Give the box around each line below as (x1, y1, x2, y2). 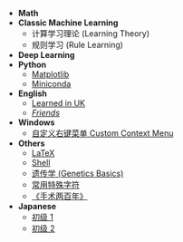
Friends (31, 108, 61, 118)
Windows (17, 117, 55, 128)
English (17, 88, 48, 99)
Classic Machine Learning (17, 17, 119, 28)
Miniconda (31, 79, 72, 89)
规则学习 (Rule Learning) (31, 40, 124, 50)
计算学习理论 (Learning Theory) (31, 28, 149, 39)
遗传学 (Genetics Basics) (31, 168, 124, 179)
